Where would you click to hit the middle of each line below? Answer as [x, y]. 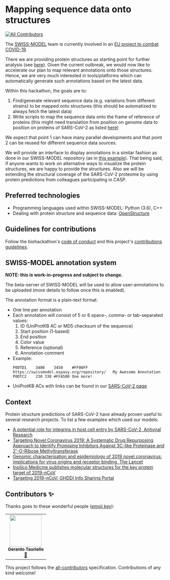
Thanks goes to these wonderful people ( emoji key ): [60, 506]
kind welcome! [21, 573]
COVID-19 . [16, 49]
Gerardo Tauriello [26, 549]
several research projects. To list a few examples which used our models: [82, 420]
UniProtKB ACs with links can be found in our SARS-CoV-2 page [80, 386]
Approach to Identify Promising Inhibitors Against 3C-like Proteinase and [89, 446]
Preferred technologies [43, 196]
